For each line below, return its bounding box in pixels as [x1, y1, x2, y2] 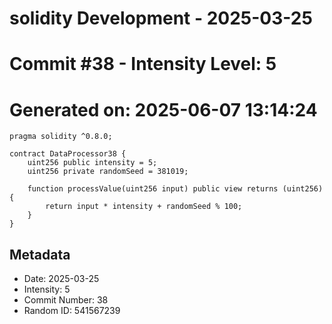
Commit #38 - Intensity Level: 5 [9, 53, 277, 76]
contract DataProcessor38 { [9, 149, 127, 159]
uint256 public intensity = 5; [27, 158, 158, 168]
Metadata [9, 246, 71, 263]
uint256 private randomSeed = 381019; [27, 167, 189, 177]
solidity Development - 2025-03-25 [9, 7, 313, 30]
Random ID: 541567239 [23, 305, 121, 317]
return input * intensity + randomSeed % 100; [45, 202, 243, 212]
